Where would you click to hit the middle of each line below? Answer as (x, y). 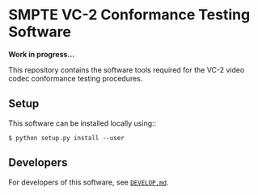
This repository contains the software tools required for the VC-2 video (127, 69)
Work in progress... (42, 54)
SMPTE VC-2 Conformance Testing (129, 15)
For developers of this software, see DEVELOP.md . (89, 182)
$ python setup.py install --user (67, 138)
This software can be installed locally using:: (82, 123)
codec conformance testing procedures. (76, 78)
